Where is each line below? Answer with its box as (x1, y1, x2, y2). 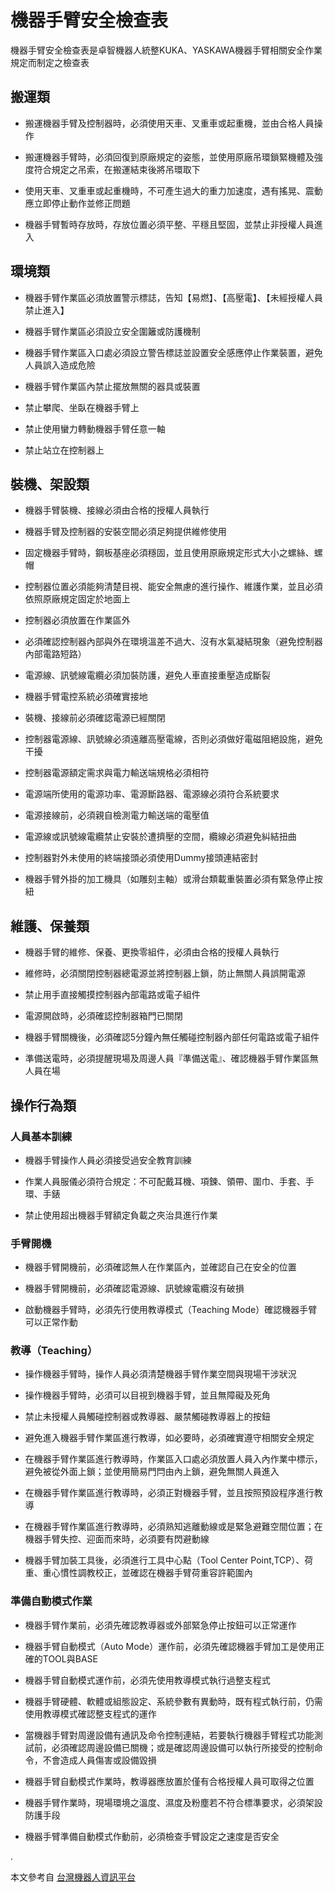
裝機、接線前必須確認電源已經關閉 (24, 712, 166, 724)
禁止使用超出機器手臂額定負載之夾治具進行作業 (24, 1209, 218, 1221)
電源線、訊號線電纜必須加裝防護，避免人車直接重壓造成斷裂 (24, 669, 271, 681)
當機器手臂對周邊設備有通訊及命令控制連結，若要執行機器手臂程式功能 (24, 1729, 315, 1741)
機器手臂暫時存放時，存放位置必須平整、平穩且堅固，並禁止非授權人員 (24, 218, 315, 230)
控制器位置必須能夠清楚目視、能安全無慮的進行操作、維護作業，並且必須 (24, 581, 323, 593)
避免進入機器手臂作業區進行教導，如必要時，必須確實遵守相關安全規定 (24, 1432, 315, 1444)
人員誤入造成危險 (24, 359, 96, 371)
